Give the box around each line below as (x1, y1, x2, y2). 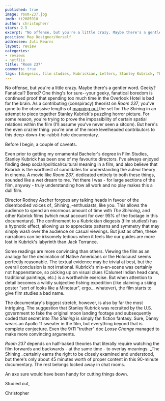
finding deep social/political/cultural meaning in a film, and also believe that (5, 161, 158, 167)
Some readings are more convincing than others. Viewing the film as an (5, 248, 150, 254)
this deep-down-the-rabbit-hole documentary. (5, 131, 99, 138)
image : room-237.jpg (5, 12, 48, 17)
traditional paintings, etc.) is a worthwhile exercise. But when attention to (5, 274, 152, 280)
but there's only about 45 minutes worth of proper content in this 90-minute (5, 356, 159, 362)
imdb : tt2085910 (5, 16, 38, 21)
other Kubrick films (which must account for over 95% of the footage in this (5, 213, 158, 218)
